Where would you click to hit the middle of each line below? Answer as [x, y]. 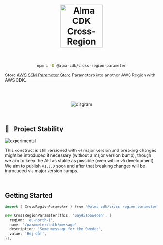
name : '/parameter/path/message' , [44, 225]
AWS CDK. [16, 80]
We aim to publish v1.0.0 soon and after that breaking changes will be [75, 166]
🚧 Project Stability [34, 129]
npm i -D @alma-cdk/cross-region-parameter [81, 66]
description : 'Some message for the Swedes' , [56, 229]
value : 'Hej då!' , [28, 234]
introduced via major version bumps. [42, 171]
